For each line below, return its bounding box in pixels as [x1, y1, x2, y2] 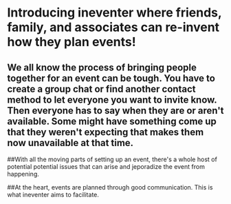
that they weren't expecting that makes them [7, 126, 204, 138]
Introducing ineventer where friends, [7, 5, 222, 21]
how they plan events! [7, 34, 136, 50]
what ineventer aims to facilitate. [7, 191, 100, 198]
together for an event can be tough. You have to [7, 72, 215, 84]
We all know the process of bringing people [7, 61, 197, 73]
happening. [7, 170, 39, 178]
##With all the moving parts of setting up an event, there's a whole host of [7, 155, 218, 163]
